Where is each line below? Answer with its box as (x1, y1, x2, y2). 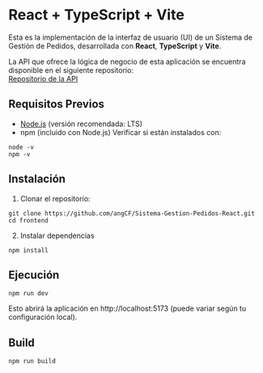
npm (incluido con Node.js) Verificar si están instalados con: (19, 127, 222, 137)
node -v (8, 143, 35, 151)
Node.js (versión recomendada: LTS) (19, 119, 143, 129)
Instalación (8, 172, 66, 186)
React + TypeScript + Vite (8, 6, 185, 24)
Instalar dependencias (19, 231, 95, 240)
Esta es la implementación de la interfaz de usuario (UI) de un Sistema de (8, 32, 253, 42)
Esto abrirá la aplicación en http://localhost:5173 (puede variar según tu (8, 303, 247, 313)
